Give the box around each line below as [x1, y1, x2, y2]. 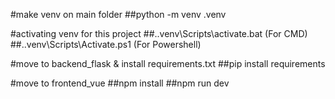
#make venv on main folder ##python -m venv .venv [10, 9, 227, 20]
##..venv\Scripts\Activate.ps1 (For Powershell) [10, 39, 202, 50]
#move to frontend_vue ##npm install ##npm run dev [10, 77, 230, 89]
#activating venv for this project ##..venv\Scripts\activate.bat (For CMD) [10, 28, 308, 39]
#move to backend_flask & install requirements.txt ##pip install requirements [10, 58, 326, 69]
